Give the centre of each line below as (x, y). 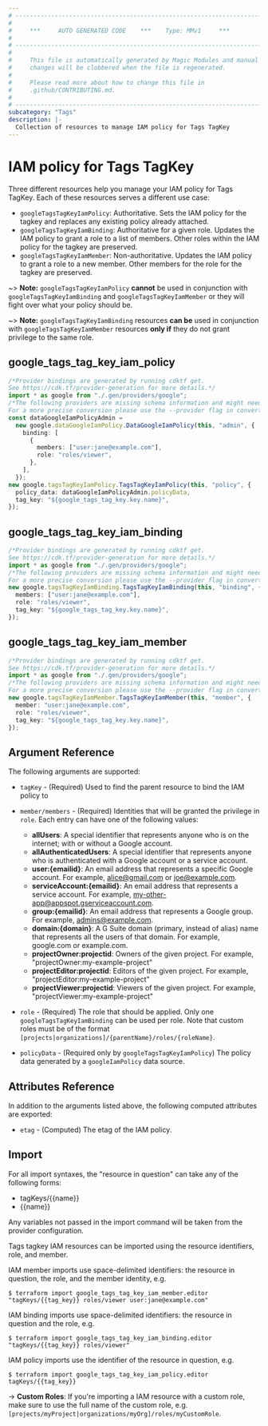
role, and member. (38, 1254)
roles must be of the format (65, 1029)
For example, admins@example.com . (93, 920)
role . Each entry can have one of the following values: (109, 819)
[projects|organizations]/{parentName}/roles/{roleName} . (117, 1038)
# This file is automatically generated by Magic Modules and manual (134, 61)
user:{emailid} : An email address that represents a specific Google (142, 869)
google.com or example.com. (80, 946)
